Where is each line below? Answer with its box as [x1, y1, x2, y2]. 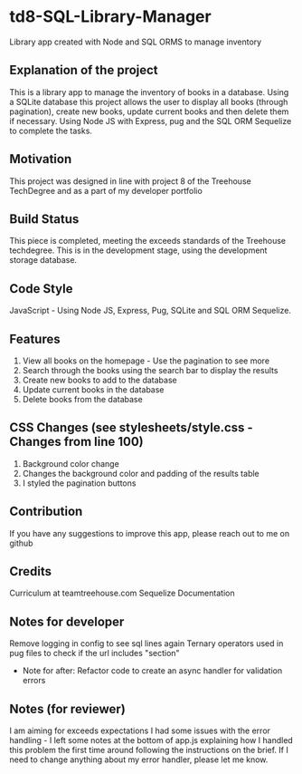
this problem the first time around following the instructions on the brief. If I [9, 745, 289, 756]
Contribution [9, 504, 83, 519]
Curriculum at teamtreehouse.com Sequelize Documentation [9, 587, 235, 599]
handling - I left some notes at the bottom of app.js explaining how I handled [9, 735, 294, 746]
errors [22, 675, 46, 686]
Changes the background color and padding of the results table [22, 468, 260, 479]
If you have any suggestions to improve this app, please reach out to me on [9, 527, 290, 538]
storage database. [9, 255, 78, 266]
